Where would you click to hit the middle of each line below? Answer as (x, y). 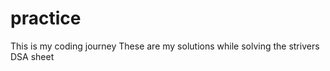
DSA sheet (32, 56)
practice (46, 18)
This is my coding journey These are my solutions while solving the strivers (165, 46)
